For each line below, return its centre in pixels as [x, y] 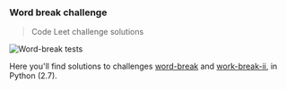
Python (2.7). [34, 76]
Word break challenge [58, 12]
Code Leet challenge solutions [87, 32]
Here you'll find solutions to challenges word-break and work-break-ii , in [143, 66]
